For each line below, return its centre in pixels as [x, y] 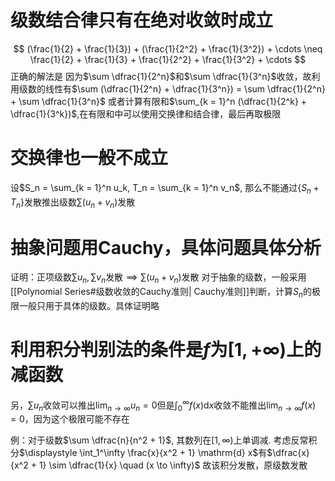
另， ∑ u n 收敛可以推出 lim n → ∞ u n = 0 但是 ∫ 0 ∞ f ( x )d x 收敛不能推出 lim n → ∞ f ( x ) [163, 405]
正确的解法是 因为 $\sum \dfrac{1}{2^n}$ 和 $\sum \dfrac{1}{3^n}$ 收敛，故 [161, 76]
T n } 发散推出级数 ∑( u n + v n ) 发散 [73, 203]
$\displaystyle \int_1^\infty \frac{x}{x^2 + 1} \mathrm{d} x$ [139, 453]
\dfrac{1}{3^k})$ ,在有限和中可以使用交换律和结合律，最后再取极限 [146, 113]
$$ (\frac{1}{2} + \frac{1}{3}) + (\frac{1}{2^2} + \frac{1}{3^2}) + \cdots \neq [168, 48]
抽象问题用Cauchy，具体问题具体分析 [166, 247]
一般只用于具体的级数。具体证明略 [89, 305]
